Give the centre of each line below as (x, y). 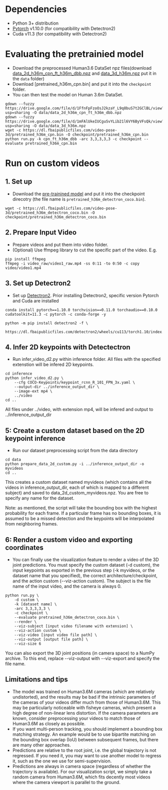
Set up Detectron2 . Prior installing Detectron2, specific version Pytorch (85, 295)
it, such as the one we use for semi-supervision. (62, 761)
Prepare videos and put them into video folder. (60, 244)
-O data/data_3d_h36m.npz (59, 126)
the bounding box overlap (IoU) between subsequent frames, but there (85, 739)
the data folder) (28, 78)
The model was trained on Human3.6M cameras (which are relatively (83, 692)
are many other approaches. (41, 745)
